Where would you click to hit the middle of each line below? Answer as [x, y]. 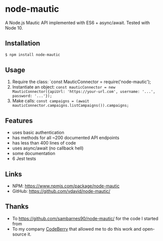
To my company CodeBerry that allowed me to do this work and [77, 229]
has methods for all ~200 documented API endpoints [66, 138]
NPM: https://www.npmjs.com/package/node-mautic [66, 186]
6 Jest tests [24, 159]
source [19, 234]
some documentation [34, 153]
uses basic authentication [38, 133]
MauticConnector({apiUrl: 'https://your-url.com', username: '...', [84, 92]
